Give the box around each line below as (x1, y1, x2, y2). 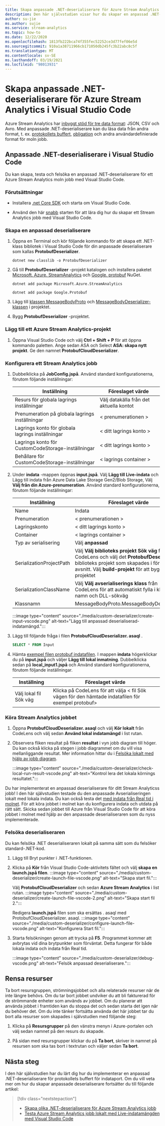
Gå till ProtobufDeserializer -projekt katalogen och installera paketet (12, 267, 152, 273)
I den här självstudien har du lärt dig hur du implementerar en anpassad (5, 1070, 150, 1076)
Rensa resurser (5, 974, 53, 983)
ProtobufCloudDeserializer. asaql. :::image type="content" (12, 915, 130, 921)
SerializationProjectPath (14, 560, 70, 567)
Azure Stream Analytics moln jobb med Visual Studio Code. (5, 176, 125, 182)
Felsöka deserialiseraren (5, 829, 65, 836)
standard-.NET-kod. (5, 845, 46, 851)
